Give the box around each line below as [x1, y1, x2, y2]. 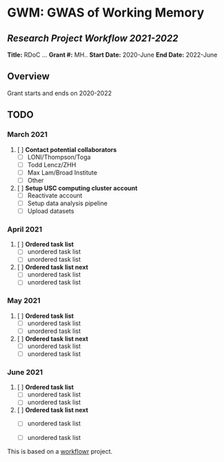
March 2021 [7, 130, 48, 139]
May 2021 [7, 296, 41, 305]
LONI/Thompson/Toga [27, 153, 91, 161]
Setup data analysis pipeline [27, 199, 108, 207]
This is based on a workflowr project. [7, 447, 113, 455]
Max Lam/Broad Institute [27, 168, 98, 177]
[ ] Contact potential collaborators [17, 145, 117, 153]
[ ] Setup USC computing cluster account [17, 184, 138, 192]
